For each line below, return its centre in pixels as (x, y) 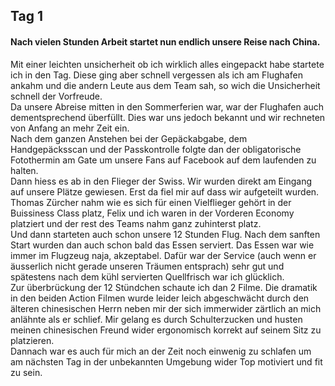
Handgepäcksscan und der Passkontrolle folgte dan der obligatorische (156, 149)
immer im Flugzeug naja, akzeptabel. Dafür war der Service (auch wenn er (163, 255)
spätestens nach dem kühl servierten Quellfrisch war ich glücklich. (147, 276)
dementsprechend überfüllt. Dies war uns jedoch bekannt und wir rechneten (168, 117)
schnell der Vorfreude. (56, 96)
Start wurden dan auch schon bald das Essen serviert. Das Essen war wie (162, 245)
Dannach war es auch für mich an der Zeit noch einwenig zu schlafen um (161, 351)
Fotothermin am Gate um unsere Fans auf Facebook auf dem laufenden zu (163, 160)
